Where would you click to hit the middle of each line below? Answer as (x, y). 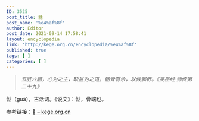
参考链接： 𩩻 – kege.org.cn (38, 112)
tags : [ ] (18, 56)
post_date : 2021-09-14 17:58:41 (46, 34)
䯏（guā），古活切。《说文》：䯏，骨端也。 (57, 99)
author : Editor (25, 28)
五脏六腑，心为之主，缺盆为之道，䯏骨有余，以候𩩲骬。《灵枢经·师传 (104, 79)
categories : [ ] (26, 61)
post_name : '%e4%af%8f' (36, 23)
